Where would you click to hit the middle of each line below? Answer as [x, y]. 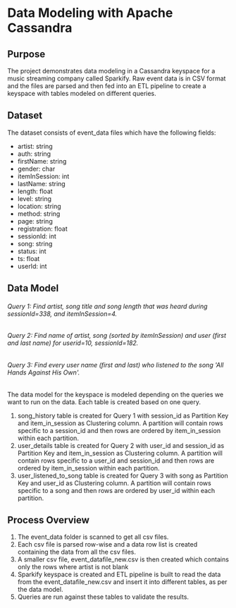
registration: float [43, 229]
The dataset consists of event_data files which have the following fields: [112, 133]
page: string [35, 221]
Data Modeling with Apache [90, 13]
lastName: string [41, 183]
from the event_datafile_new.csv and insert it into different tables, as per [122, 582]
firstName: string [42, 161]
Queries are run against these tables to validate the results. [103, 597]
